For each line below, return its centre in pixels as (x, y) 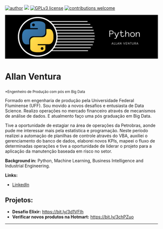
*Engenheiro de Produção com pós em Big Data (45, 92)
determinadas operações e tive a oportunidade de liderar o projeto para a (78, 146)
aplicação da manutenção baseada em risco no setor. (59, 151)
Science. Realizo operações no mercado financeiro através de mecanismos (81, 111)
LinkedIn (21, 185)
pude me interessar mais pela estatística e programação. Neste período (77, 131)
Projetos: (19, 200)
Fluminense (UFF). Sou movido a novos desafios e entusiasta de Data (74, 106)
